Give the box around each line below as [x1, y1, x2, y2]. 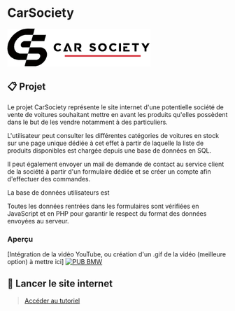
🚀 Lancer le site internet [7, 278, 113, 290]
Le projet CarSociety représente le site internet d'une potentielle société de [7, 103, 224, 111]
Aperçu [7, 234, 34, 244]
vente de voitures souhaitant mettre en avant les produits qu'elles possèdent [7, 110, 228, 118]
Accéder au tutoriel [24, 296, 80, 305]
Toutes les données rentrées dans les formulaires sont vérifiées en [7, 202, 199, 210]
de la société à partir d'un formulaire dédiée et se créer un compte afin [7, 167, 211, 176]
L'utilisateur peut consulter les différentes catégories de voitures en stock [7, 131, 219, 139]
